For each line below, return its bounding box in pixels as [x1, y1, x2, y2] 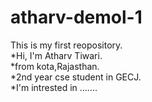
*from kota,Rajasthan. [10, 60, 100, 72]
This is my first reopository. [10, 39, 123, 51]
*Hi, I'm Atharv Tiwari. [10, 49, 103, 61]
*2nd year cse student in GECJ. [10, 71, 142, 83]
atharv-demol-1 [10, 6, 143, 29]
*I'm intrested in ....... [10, 81, 98, 93]
